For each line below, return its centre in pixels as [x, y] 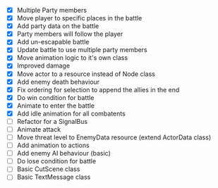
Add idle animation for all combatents [71, 113]
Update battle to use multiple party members [82, 50]
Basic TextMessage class [54, 177]
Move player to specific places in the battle [79, 18]
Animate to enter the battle [56, 106]
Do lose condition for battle [56, 161]
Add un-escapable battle [53, 42]
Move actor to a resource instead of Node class [86, 74]
